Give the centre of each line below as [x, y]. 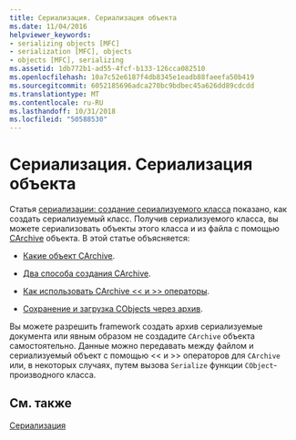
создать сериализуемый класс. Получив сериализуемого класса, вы [144, 219]
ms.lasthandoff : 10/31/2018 [63, 111]
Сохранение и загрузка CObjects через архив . [112, 309]
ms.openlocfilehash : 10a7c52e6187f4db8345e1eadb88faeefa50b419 [132, 77]
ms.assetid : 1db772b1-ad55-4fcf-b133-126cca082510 [107, 69]
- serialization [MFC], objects [71, 52]
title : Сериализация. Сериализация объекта [93, 18]
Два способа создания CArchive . [87, 273]
